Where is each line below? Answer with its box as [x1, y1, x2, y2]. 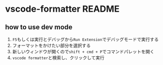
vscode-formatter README [5, 3, 120, 15]
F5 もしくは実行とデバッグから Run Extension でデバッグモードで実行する [12, 37, 159, 42]
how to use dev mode [5, 23, 73, 31]
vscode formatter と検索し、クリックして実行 [12, 55, 105, 61]
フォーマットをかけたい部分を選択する [12, 43, 91, 48]
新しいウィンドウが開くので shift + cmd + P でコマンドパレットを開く [12, 49, 155, 54]
